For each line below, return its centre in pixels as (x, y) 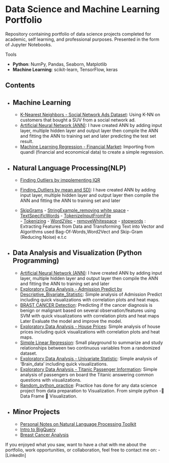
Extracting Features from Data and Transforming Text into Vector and (92, 226)
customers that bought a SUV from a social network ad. (78, 120)
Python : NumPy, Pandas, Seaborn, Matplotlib (60, 64)
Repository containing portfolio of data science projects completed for (78, 34)
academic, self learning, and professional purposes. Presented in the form (82, 39)
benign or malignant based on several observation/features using (88, 310)
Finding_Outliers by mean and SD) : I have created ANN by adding (88, 189)
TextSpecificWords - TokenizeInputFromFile (66, 216)
